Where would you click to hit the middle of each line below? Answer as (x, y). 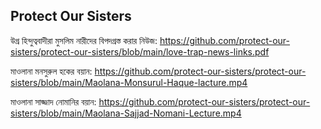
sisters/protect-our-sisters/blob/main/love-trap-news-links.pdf (140, 51)
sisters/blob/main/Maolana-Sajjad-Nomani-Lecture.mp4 (126, 113)
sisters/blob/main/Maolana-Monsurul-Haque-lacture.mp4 (129, 82)
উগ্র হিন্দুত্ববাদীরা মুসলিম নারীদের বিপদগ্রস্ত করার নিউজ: (84, 40)
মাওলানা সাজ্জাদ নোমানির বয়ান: (53, 101)
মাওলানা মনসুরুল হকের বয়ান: (51, 71)
